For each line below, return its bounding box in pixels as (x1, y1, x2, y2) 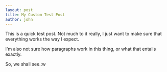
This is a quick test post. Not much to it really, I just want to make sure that (5, 31, 162, 37)
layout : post (5, 7, 33, 13)
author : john (5, 17, 33, 22)
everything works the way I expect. (5, 36, 79, 42)
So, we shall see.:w (5, 61, 46, 67)
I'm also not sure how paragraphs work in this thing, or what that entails (5, 46, 156, 52)
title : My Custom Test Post (5, 12, 65, 17)
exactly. (5, 51, 22, 57)
